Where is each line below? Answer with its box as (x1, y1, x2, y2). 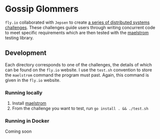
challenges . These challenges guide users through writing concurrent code (5, 24, 156, 30)
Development (5, 49, 47, 57)
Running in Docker (5, 117, 49, 124)
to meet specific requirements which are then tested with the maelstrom (5, 30, 149, 35)
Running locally (5, 89, 43, 96)
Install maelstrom (12, 100, 47, 106)
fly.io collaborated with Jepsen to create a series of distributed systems (5, 19, 150, 25)
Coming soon (5, 128, 32, 134)
